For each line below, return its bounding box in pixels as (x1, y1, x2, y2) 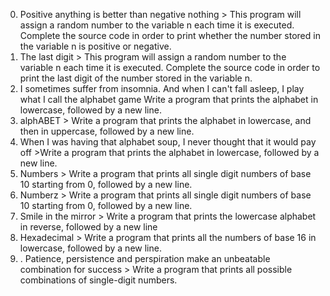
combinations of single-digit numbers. (19, 274, 178, 286)
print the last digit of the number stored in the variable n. (19, 72, 253, 84)
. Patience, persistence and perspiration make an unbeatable (19, 253, 271, 264)
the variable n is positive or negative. (19, 40, 172, 52)
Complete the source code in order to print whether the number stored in (19, 30, 321, 41)
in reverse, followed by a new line (19, 221, 158, 233)
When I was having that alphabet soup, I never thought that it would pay (19, 136, 317, 148)
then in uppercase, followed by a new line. (19, 125, 195, 137)
